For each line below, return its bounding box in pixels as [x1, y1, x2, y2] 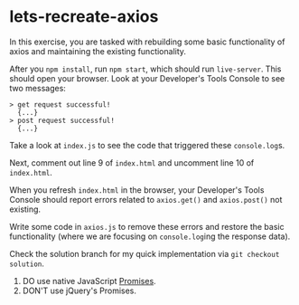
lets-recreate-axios [9, 6, 159, 27]
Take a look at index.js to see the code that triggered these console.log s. [9, 139, 285, 150]
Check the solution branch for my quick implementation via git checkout [9, 248, 280, 259]
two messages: [9, 82, 66, 93]
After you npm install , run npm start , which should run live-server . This [9, 63, 282, 74]
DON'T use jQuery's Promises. [22, 285, 137, 296]
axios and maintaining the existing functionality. [9, 45, 187, 56]
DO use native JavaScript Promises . [22, 275, 156, 286]
